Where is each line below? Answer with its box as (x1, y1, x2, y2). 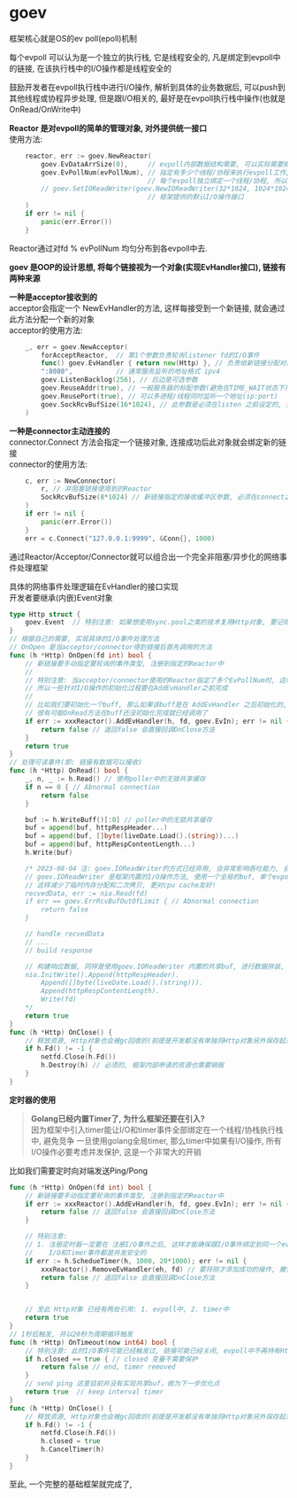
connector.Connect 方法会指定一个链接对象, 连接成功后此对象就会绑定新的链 (9, 437, 287, 447)
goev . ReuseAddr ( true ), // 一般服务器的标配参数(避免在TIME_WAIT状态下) (41, 384, 289, 392)
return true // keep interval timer (25, 1387, 164, 1397)
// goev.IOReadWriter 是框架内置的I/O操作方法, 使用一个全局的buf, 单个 (25, 872, 273, 881)
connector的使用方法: (9, 459, 88, 470)
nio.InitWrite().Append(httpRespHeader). (25, 970, 179, 979)
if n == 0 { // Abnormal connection (25, 782, 161, 791)
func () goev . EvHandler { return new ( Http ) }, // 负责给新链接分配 (41, 359, 280, 368)
